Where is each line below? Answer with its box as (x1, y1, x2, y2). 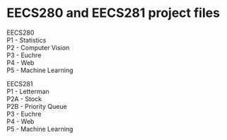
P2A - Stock (6, 94, 42, 103)
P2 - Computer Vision (6, 43, 70, 52)
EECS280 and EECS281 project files (6, 5, 221, 21)
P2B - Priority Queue (6, 102, 68, 110)
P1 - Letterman (6, 87, 50, 95)
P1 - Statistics (6, 35, 47, 44)
